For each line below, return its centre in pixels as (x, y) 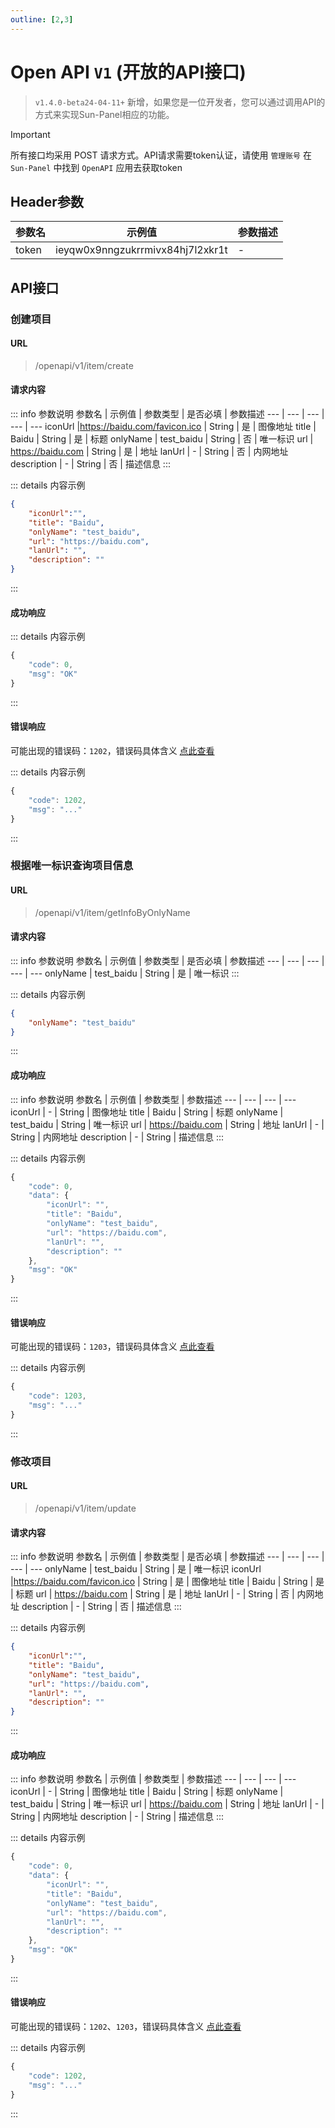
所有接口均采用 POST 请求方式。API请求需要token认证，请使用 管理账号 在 (161, 155)
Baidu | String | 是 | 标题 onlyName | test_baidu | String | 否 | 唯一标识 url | (162, 439)
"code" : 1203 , (57, 1396)
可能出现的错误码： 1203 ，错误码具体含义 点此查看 (112, 1347)
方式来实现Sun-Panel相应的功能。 (104, 114)
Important (30, 134)
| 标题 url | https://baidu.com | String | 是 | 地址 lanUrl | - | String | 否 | (152, 1594)
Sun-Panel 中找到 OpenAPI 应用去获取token (96, 167)
